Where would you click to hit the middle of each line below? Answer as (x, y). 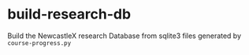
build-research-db (69, 14)
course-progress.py (39, 43)
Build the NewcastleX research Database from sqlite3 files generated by (124, 36)
